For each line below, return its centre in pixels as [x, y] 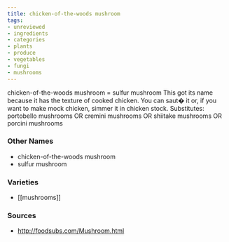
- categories [26, 40]
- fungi [19, 66]
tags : [15, 20]
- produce [22, 53]
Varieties [23, 182]
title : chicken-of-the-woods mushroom [64, 14]
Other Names [30, 141]
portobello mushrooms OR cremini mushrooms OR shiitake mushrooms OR [114, 116]
